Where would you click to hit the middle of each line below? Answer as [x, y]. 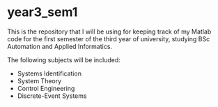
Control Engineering [46, 88]
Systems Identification [49, 73]
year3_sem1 [42, 12]
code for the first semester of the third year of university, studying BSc [109, 38]
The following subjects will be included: [64, 59]
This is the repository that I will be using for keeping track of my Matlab [109, 31]
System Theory [39, 80]
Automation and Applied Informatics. [60, 46]
